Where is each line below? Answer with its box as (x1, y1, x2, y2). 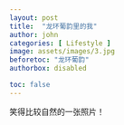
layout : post (9, 13, 59, 23)
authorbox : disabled (9, 64, 88, 73)
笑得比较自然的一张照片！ (9, 106, 105, 117)
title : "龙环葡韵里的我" (9, 22, 98, 31)
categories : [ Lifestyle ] (9, 38, 111, 48)
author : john (9, 30, 59, 39)
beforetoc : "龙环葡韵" (9, 55, 90, 64)
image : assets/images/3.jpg (9, 47, 116, 56)
